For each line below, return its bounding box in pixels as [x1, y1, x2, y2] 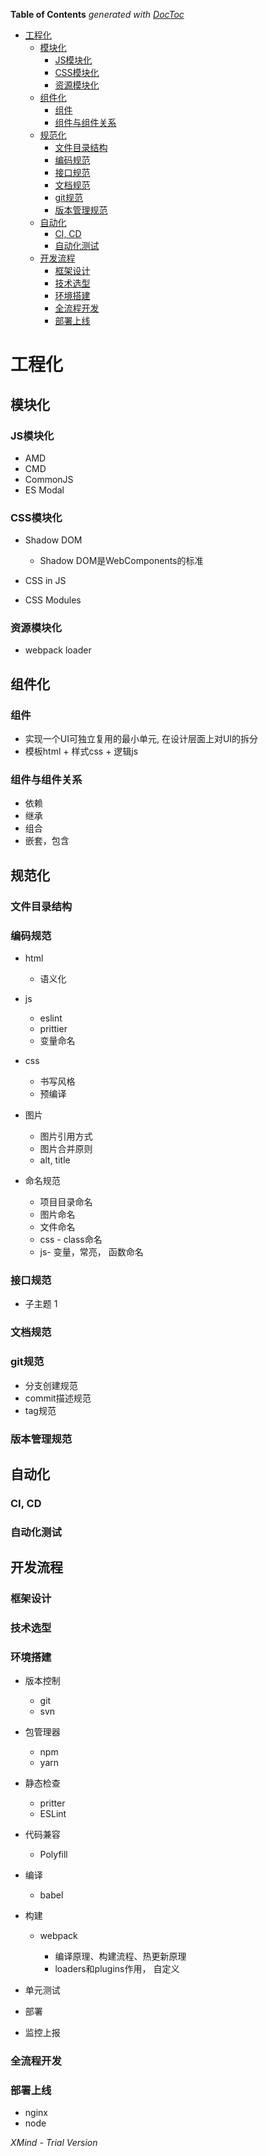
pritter [39, 1797, 66, 1809]
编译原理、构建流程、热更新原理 [54, 1950, 187, 1963]
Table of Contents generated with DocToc [10, 9, 185, 20]
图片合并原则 [39, 1143, 93, 1155]
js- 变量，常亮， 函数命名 [39, 1246, 144, 1258]
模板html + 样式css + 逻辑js [24, 745, 139, 758]
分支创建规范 [24, 1379, 78, 1391]
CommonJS [24, 473, 74, 485]
